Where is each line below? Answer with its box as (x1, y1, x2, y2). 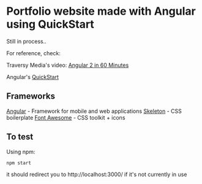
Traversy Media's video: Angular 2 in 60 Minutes (6, 61, 129, 69)
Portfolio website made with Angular (6, 4, 196, 18)
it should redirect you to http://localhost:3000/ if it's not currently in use (6, 171, 187, 178)
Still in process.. (6, 37, 47, 45)
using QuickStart (6, 17, 95, 31)
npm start (6, 159, 32, 166)
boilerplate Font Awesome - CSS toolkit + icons (6, 113, 125, 121)
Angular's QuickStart (6, 73, 59, 80)
